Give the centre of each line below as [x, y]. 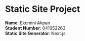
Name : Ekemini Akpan [28, 23]
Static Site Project [43, 9]
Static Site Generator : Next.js [35, 33]
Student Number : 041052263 [35, 28]
